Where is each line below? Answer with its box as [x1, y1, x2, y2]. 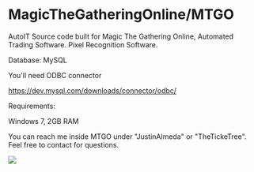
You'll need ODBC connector [8, 70, 102, 80]
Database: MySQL [8, 55, 67, 65]
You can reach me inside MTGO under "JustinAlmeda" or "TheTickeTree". [8, 132, 247, 141]
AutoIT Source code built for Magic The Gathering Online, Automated [8, 32, 234, 41]
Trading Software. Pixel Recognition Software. [8, 39, 158, 49]
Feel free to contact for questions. [8, 140, 119, 149]
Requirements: [8, 101, 55, 110]
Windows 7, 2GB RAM [8, 116, 79, 125]
